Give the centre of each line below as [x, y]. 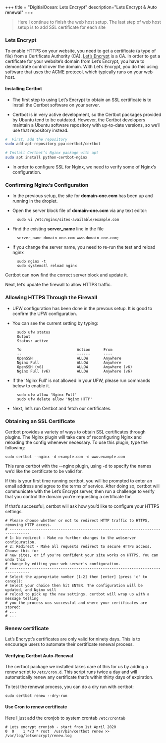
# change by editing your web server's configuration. [63, 564]
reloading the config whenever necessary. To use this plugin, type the [76, 442]
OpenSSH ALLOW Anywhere [69, 358]
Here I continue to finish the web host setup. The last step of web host [89, 22]
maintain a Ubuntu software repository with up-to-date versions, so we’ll [86, 125]
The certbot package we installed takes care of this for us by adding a [77, 667]
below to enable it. [31, 385]
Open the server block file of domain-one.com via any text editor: [80, 211]
